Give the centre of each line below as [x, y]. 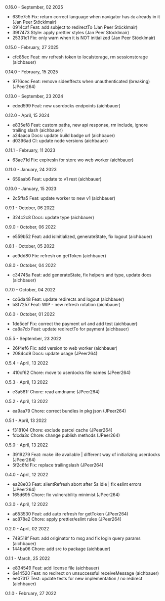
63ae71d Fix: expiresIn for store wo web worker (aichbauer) [73, 160]
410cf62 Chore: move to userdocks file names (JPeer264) [71, 372]
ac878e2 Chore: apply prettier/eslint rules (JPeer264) [67, 519]
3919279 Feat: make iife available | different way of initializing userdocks [86, 454]
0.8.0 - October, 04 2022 [31, 265]
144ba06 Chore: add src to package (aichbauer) [61, 549]
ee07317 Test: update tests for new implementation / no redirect [77, 578]
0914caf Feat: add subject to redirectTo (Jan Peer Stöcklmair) [75, 27]
